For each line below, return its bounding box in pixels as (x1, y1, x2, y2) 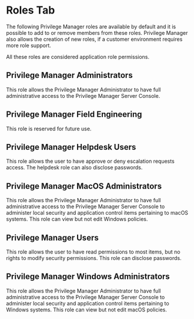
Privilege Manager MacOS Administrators (6, 181, 162, 191)
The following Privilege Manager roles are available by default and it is (6, 23, 176, 30)
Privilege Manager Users (6, 232, 99, 242)
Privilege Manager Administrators (6, 70, 133, 80)
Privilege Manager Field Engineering (6, 110, 142, 120)
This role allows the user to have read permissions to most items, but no (6, 248, 180, 255)
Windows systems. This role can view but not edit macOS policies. (6, 306, 168, 313)
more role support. (6, 42, 52, 49)
